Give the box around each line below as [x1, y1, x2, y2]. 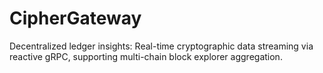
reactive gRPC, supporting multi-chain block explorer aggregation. [9, 50, 283, 62]
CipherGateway [9, 7, 142, 30]
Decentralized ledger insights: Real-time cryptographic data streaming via [9, 40, 314, 52]
